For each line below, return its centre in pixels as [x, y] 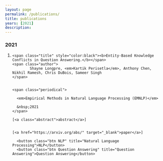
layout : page [18, 10]
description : [18, 28]
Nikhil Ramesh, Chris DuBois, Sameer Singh [57, 73]
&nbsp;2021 [28, 107]
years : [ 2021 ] [19, 23]
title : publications [26, 19]
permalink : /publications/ [32, 14]
